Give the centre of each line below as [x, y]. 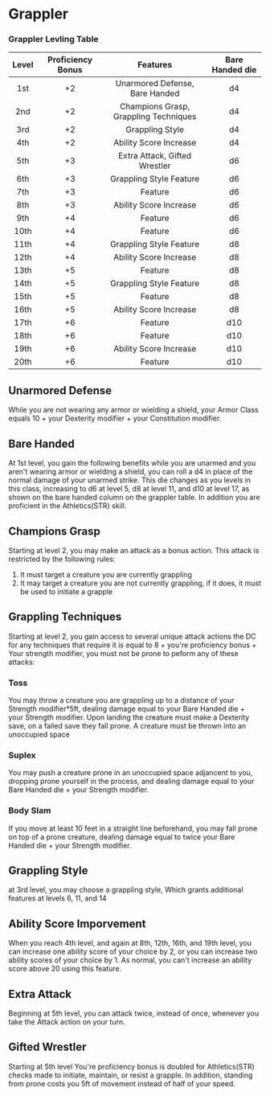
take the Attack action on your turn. [67, 1022]
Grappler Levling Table [53, 39]
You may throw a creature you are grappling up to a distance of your [121, 700]
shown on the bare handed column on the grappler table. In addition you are [134, 497]
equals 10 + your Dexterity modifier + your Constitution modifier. [115, 418]
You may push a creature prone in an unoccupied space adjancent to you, [131, 773]
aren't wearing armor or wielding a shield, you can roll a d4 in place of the [131, 472]
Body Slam [30, 811]
